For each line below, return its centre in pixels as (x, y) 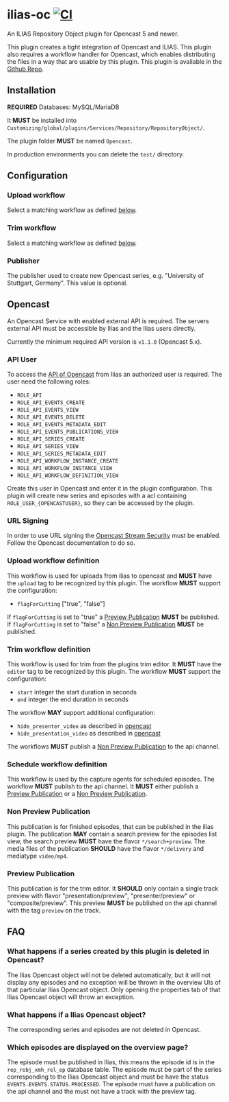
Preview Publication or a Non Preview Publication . (77, 794)
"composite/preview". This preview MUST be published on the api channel (112, 903)
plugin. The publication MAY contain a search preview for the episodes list (112, 834)
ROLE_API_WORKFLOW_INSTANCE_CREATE (68, 461)
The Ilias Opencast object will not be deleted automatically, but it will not (109, 975)
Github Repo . (26, 69)
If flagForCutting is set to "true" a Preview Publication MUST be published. (113, 617)
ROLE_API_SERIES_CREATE (51, 439)
